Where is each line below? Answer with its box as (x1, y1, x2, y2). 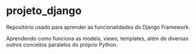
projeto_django (6, 4, 82, 18)
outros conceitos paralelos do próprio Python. (6, 41, 118, 48)
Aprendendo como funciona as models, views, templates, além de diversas (6, 35, 189, 42)
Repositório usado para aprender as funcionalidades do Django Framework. (6, 23, 191, 31)
